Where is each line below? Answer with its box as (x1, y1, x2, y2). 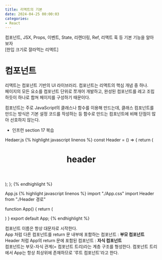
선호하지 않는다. (10, 117, 40, 123)
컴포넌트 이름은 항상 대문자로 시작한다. (5, 226, 77, 231)
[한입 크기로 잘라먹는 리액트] (5, 47, 59, 52)
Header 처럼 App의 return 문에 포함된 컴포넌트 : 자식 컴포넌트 (5, 238, 122, 244)
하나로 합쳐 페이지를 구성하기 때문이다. (17, 95, 90, 100)
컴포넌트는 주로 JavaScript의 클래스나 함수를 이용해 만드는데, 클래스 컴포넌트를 (5, 105, 154, 111)
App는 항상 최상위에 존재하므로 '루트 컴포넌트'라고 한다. (14, 250, 119, 256)
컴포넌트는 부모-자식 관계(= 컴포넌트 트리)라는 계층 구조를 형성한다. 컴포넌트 (5, 244, 148, 250)
